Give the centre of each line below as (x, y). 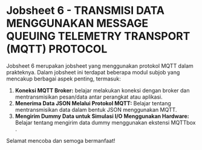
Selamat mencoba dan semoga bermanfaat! (61, 140)
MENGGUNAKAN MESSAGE (77, 23)
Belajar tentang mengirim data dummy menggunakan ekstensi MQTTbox (105, 122)
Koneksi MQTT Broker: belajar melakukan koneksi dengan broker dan (102, 90)
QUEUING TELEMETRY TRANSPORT (98, 36)
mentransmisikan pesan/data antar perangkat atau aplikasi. (89, 97)
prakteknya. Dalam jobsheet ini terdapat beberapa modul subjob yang (93, 72)
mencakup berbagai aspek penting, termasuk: (64, 79)
